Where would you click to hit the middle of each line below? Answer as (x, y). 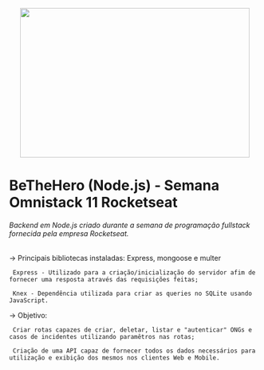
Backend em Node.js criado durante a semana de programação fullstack (130, 225)
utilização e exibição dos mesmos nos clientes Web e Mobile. (114, 358)
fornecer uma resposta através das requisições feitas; (104, 280)
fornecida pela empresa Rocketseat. (69, 233)
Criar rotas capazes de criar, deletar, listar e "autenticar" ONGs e (132, 330)
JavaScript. (29, 301)
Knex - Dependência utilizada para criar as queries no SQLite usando (132, 294)
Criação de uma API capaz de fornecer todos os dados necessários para (134, 351)
